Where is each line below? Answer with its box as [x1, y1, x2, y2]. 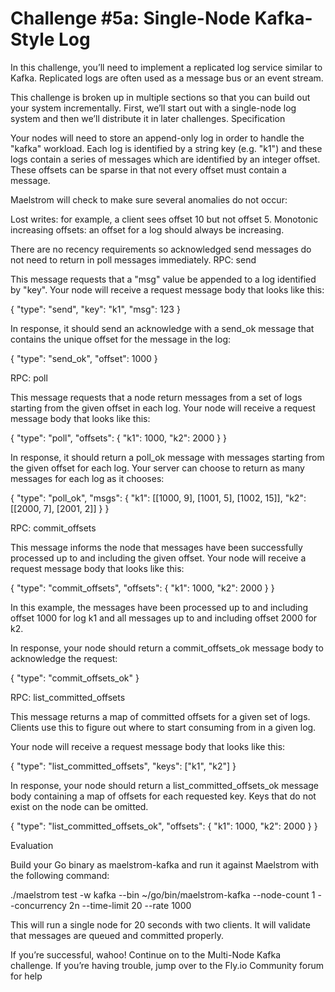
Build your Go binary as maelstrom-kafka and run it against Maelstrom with [10, 858, 320, 871]
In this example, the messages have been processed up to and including [10, 601, 309, 613]
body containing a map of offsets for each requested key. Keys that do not [10, 790, 317, 802]
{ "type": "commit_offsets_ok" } [10, 672, 140, 684]
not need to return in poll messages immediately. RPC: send [10, 253, 257, 266]
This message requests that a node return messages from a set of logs [10, 391, 303, 403]
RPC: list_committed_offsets [10, 691, 126, 703]
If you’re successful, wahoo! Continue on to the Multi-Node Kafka [10, 948, 282, 961]
